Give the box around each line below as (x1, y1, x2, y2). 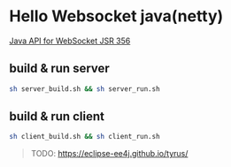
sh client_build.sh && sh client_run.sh (9, 133, 161, 141)
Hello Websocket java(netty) (9, 6, 224, 27)
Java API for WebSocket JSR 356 (9, 35, 131, 46)
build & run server (9, 61, 111, 76)
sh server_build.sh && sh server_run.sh (9, 84, 161, 94)
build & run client (9, 109, 104, 125)
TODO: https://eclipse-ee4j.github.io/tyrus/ (30, 148, 189, 159)
